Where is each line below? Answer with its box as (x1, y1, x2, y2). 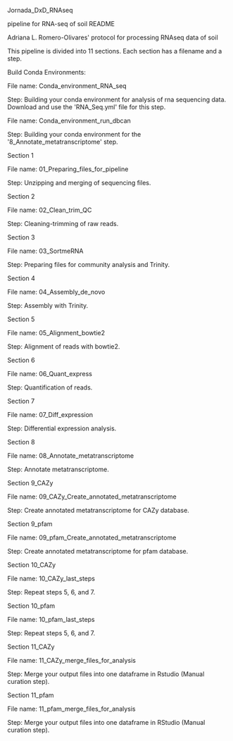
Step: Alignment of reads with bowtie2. (7, 342, 120, 351)
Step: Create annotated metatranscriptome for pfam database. (7, 547, 189, 555)
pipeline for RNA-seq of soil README (7, 20, 115, 27)
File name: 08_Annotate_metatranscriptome (7, 452, 134, 460)
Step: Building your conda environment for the (7, 130, 141, 138)
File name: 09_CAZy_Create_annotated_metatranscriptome (7, 492, 177, 501)
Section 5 (7, 315, 35, 323)
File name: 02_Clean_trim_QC (7, 206, 92, 214)
